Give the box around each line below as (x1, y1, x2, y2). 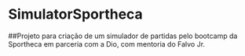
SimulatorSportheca (8, 5, 143, 23)
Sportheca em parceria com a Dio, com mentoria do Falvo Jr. (8, 39, 206, 48)
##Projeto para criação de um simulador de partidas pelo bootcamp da (8, 31, 238, 40)
